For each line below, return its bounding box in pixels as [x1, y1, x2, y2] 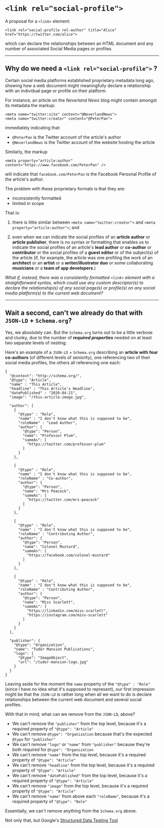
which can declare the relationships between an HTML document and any [5, 41, 154, 46]
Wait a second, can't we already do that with [5, 309, 143, 317]
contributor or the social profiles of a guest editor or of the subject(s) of [12, 249, 159, 255]
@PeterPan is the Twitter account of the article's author [12, 134, 121, 140]
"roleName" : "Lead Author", [18, 420, 78, 425]
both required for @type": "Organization [12, 746, 94, 752]
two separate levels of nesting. [5, 340, 67, 346]
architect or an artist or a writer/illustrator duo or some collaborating [12, 260, 153, 266]
